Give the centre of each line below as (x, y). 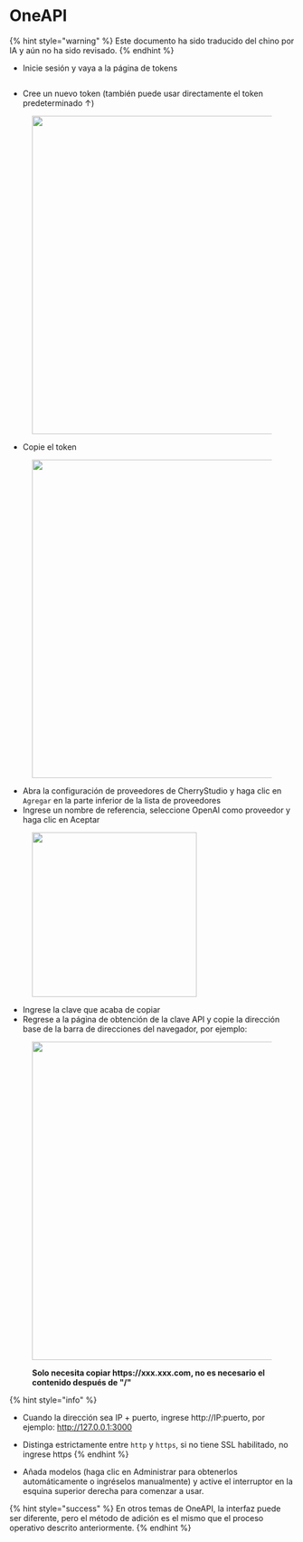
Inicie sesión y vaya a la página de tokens (100, 68)
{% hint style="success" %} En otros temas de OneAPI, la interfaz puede (145, 1509)
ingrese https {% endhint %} (76, 1454)
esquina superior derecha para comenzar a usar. (113, 1490)
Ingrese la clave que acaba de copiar (91, 1009)
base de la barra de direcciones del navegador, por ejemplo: (135, 1029)
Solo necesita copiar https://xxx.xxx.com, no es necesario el (148, 1373)
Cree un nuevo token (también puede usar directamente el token (143, 93)
